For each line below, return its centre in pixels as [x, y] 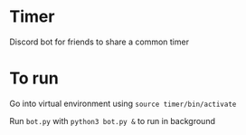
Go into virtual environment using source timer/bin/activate [123, 103]
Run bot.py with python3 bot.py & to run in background [112, 121]
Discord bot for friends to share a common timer [99, 42]
